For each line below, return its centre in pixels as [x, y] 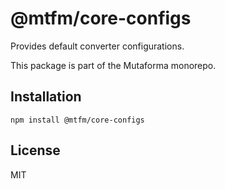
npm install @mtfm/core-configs [77, 120]
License [35, 150]
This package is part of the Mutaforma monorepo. [113, 65]
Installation [46, 97]
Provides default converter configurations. [97, 46]
